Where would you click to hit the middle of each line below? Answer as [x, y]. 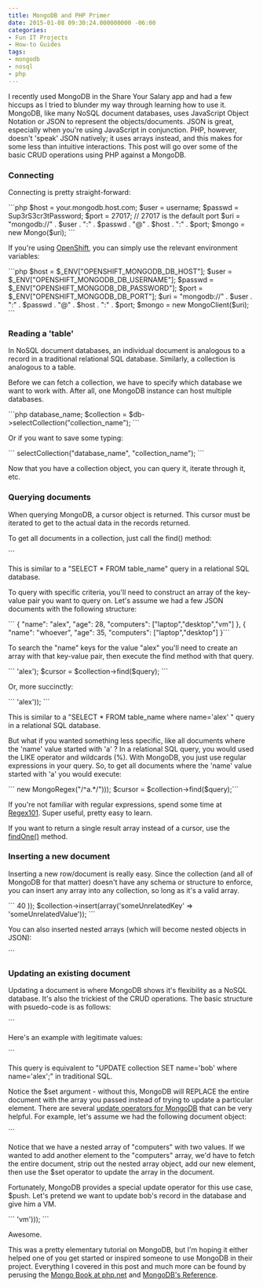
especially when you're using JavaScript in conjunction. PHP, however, [123, 130]
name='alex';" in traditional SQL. [60, 1076]
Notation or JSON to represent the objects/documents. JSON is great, [121, 121]
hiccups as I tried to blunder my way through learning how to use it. [117, 105]
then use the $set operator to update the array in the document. [111, 1172]
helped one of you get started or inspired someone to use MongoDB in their [130, 1258]
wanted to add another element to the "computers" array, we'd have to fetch [131, 1156]
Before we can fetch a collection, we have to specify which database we [125, 383]
